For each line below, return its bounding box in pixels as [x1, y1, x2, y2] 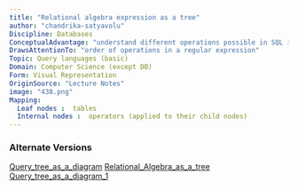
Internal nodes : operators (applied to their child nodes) [17, 112, 248, 121]
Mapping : [9, 95, 42, 105]
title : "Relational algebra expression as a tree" [9, 12, 200, 22]
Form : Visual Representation [9, 71, 117, 80]
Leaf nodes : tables [17, 104, 98, 113]
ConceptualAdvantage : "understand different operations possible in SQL [9, 37, 284, 47]
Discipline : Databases [9, 29, 93, 38]
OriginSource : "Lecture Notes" [9, 79, 125, 88]
